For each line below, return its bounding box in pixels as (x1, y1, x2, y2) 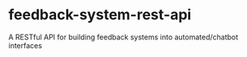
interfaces (8, 40, 43, 50)
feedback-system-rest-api (8, 6, 192, 24)
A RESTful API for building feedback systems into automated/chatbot (8, 32, 239, 42)
